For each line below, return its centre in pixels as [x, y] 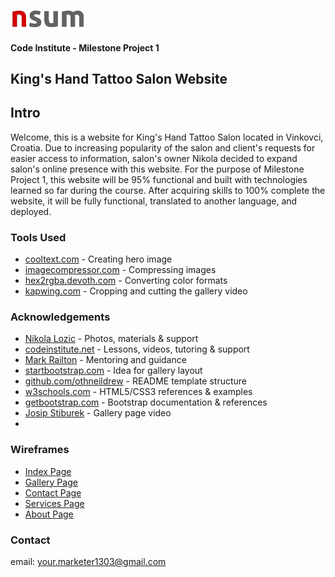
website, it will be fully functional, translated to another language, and [154, 201]
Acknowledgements [60, 317]
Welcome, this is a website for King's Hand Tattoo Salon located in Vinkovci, [167, 137]
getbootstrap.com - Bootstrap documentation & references [146, 402]
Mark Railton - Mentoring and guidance [105, 360]
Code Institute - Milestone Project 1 [85, 47]
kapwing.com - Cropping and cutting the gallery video [136, 291]
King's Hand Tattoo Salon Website [119, 78]
